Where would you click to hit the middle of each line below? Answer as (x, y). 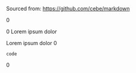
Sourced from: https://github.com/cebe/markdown (68, 9)
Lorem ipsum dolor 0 (32, 43)
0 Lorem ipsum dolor (32, 31)
